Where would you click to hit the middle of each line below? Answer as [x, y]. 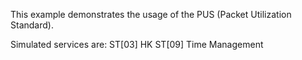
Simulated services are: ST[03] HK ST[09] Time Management [137, 44]
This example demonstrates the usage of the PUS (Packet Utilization [151, 14]
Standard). [32, 25]
